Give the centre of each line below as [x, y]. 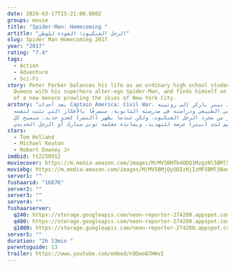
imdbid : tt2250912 [34, 157]
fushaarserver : [29, 209]
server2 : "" [24, 189]
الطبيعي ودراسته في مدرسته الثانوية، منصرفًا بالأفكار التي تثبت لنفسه [117, 111]
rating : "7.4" [28, 53]
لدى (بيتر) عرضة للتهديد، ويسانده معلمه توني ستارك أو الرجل [129, 124]
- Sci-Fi [26, 79]
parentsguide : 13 [33, 247]
